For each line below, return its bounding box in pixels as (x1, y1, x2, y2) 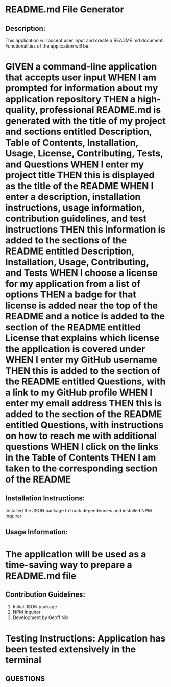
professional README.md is (40, 104, 161, 116)
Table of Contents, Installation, (5, 137, 139, 149)
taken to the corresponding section (5, 463, 158, 474)
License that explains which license (5, 332, 160, 344)
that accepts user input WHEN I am (5, 72, 157, 83)
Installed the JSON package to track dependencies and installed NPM (5, 508, 152, 513)
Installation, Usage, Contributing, (5, 257, 149, 268)
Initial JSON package (12, 604, 57, 610)
